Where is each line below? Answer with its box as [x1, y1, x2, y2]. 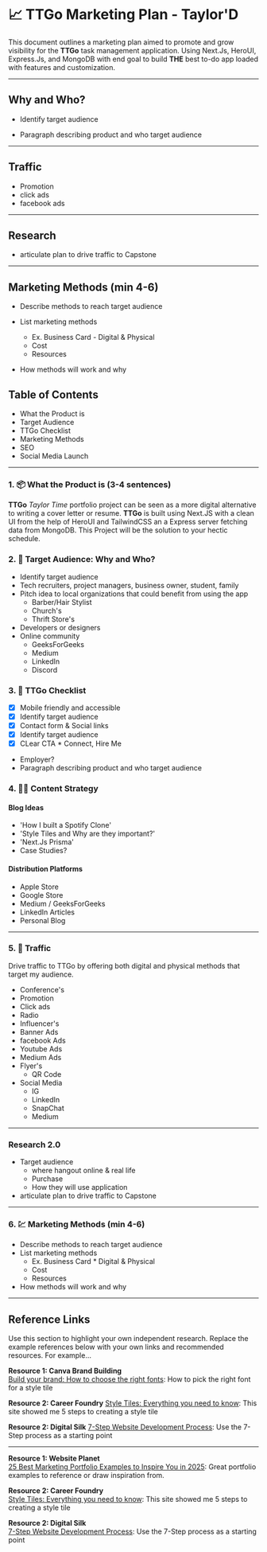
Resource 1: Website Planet [8, 1453, 101, 1464]
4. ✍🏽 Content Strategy [8, 783, 99, 794]
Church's [31, 606, 62, 615]
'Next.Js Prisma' [19, 837, 74, 847]
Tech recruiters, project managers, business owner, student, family [19, 580, 239, 590]
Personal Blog [19, 915, 66, 925]
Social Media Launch [19, 451, 89, 461]
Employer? [19, 755, 55, 764]
